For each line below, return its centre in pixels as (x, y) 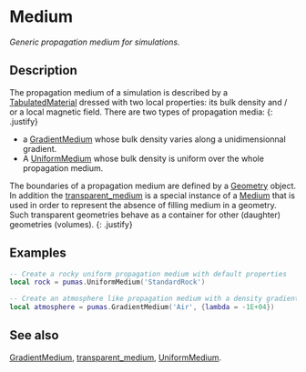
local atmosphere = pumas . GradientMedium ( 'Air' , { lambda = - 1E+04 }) (142, 307)
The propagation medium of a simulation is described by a (119, 92)
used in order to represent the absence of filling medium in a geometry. (143, 205)
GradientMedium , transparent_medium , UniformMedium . (115, 357)
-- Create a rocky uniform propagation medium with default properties (148, 274)
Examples (38, 253)
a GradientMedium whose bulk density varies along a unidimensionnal (154, 139)
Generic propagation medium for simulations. (95, 42)
